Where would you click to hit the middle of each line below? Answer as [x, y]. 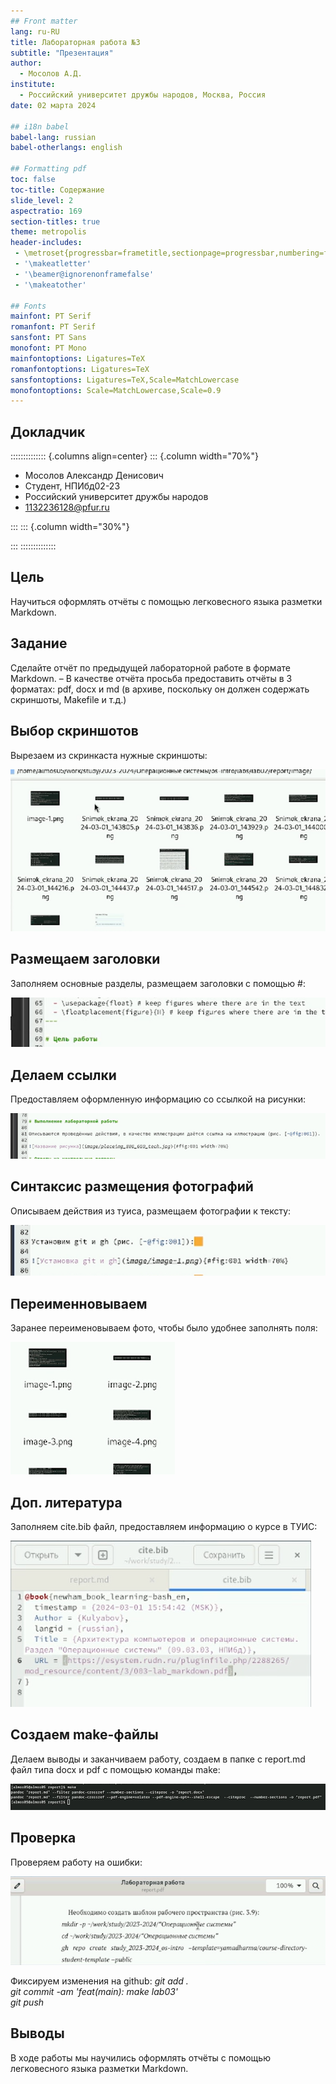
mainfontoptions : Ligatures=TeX [77, 358]
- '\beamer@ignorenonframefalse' [84, 274]
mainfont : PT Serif [51, 316]
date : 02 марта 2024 [53, 105]
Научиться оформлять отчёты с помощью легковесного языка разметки [166, 601]
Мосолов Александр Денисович [94, 476]
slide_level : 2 [42, 200]
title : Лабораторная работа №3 [75, 42]
